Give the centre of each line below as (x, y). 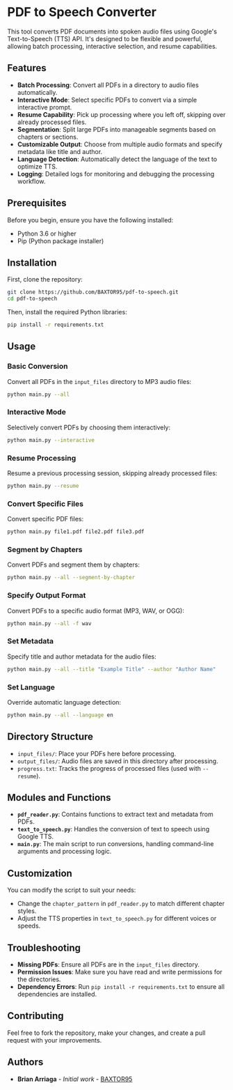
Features (27, 68)
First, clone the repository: (45, 279)
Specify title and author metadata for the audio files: (82, 657)
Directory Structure (50, 737)
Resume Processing (42, 458)
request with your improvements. (55, 1040)
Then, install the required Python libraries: (67, 312)
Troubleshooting (44, 947)
